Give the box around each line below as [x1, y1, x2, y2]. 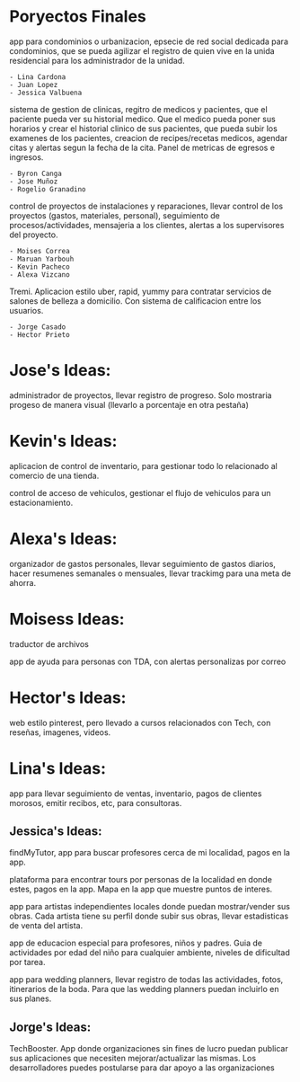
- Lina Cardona [9, 72, 66, 82]
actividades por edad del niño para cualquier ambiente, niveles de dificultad [9, 947, 290, 958]
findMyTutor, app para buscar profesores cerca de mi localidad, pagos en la [9, 847, 290, 858]
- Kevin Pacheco [9, 262, 70, 271]
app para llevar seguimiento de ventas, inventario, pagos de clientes [9, 788, 262, 799]
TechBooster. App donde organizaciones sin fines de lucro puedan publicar [9, 1043, 289, 1054]
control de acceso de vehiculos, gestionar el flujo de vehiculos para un [9, 487, 271, 498]
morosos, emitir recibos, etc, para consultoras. [9, 797, 182, 808]
